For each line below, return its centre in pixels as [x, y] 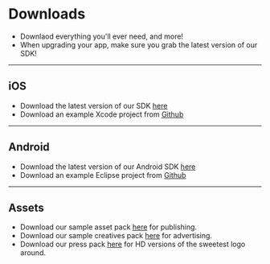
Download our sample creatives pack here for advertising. [116, 236]
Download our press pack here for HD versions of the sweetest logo [133, 244]
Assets [26, 207]
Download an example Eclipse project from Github [103, 175]
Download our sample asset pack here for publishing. [108, 227]
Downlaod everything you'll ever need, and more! [101, 36]
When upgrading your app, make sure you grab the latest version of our [139, 44]
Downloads [47, 14]
